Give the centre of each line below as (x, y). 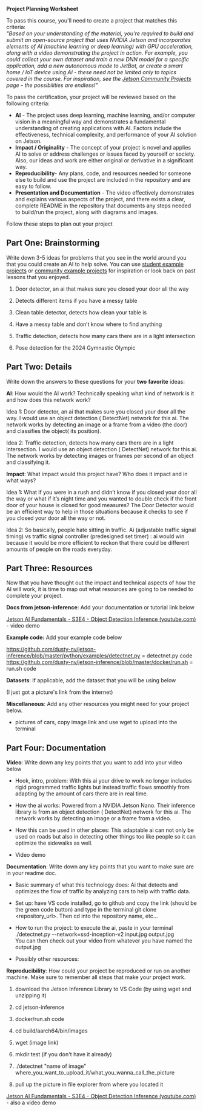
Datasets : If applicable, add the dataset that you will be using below (91, 680)
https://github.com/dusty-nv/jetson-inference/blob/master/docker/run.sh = (100, 662)
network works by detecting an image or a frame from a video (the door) (97, 424)
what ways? (21, 480)
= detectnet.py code (167, 656)
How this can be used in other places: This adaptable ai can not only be (104, 830)
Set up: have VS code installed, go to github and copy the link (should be (106, 903)
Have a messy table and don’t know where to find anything (88, 324)
